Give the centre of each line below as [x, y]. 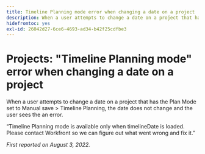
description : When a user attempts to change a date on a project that [99, 18]
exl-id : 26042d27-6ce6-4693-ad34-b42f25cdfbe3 [67, 29]
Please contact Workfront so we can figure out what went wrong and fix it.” [101, 133]
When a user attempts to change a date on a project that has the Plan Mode [101, 102]
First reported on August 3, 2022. [48, 145]
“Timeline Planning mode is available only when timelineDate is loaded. [95, 127]
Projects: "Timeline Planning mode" [99, 59]
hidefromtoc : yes [28, 23]
